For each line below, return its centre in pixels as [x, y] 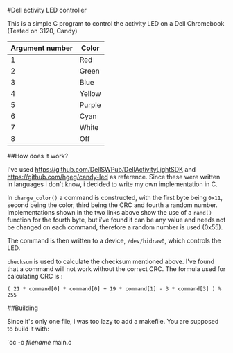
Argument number [42, 48]
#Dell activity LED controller [47, 10]
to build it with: [28, 329]
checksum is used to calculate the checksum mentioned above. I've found [111, 261]
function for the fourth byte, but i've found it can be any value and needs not [116, 220]
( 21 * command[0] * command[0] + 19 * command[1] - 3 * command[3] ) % [114, 289]
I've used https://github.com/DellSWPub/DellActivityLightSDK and [102, 169]
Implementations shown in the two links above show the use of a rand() [110, 212]
